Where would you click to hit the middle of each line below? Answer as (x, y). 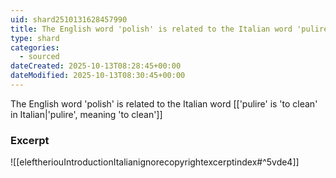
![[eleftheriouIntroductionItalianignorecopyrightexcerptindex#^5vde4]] (155, 162)
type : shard (35, 38)
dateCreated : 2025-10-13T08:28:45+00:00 (96, 66)
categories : (35, 47)
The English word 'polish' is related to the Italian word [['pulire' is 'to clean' (164, 103)
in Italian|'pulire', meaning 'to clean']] (86, 114)
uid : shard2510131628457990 (69, 19)
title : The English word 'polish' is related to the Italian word (151, 29)
